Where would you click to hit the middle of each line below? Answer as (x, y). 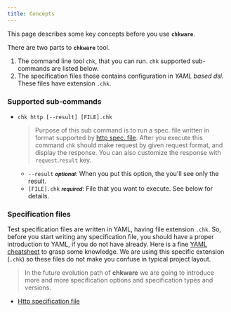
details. (39, 196)
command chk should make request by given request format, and (129, 145)
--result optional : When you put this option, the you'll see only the (123, 173)
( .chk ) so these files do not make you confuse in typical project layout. (109, 259)
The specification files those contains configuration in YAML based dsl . (120, 76)
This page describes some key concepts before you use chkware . (101, 34)
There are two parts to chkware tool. (59, 47)
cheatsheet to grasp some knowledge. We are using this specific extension (116, 252)
